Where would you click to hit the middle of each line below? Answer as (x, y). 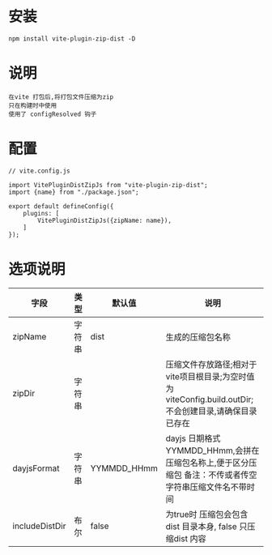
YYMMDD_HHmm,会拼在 (212, 450)
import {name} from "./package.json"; (74, 192)
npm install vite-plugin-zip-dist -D (72, 38)
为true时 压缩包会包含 (207, 514)
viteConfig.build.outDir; (209, 399)
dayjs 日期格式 (193, 438)
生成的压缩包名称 (198, 337)
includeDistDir (39, 526)
